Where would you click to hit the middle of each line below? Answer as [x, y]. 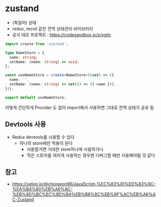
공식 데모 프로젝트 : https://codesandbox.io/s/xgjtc [62, 35]
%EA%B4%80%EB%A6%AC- [42, 189]
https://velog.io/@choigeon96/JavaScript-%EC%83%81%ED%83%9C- [84, 184]
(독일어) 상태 [24, 22]
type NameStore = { [25, 53]
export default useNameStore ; [36, 97]
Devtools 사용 [26, 124]
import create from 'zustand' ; [37, 44]
